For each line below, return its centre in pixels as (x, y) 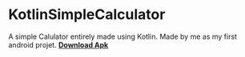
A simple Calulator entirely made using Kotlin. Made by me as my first (123, 36)
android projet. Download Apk (58, 44)
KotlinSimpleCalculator (87, 15)
